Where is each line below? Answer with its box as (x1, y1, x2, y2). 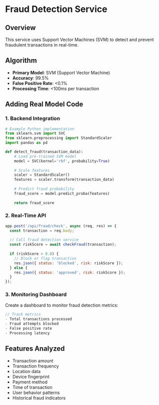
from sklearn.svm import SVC (5, 131, 66, 136)
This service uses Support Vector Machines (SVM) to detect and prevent (5, 36, 154, 42)
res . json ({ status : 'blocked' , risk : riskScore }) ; (14, 261, 123, 266)
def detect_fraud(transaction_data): (5, 149, 83, 154)
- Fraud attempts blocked (5, 321, 59, 327)
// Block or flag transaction (14, 256, 77, 261)
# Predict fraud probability (14, 186, 75, 191)
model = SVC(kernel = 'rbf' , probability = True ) (14, 158, 110, 163)
